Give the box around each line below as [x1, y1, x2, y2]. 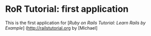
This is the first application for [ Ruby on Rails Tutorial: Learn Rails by [5, 20, 146, 26]
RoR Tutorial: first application [5, 3, 129, 15]
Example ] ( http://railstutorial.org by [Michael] [5, 25, 98, 31]
